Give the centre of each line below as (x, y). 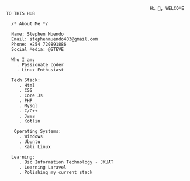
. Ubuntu (30, 142)
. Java (27, 116)
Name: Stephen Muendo (38, 34)
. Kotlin (30, 121)
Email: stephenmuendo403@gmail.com (55, 39)
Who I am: (23, 60)
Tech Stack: (26, 80)
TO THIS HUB (20, 13)
